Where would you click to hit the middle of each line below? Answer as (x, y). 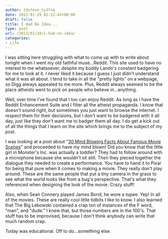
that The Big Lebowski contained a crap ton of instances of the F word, (79, 205)
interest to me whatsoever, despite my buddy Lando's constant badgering (82, 68)
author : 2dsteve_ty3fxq (30, 10)
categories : (18, 38)
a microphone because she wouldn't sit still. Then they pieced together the (83, 157)
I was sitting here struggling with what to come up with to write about (77, 57)
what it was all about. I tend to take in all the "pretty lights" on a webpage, (82, 78)
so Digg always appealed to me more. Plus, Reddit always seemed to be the (84, 84)
